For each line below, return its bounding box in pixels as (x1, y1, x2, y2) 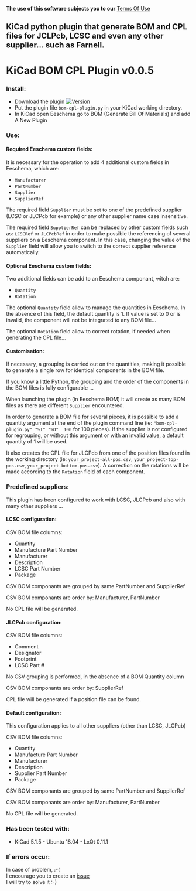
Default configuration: (6, 709, 61, 716)
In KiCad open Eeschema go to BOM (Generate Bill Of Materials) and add (14, 110, 191, 117)
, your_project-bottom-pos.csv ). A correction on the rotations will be (24, 462, 189, 469)
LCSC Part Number (14, 565, 61, 572)
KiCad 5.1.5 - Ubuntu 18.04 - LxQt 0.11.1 (14, 838, 108, 845)
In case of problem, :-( (6, 866, 60, 873)
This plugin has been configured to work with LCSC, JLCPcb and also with (6, 496, 185, 503)
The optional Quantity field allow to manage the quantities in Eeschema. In (6, 304, 185, 311)
